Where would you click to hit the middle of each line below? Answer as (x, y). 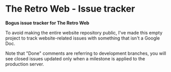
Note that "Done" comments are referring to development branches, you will (86, 53)
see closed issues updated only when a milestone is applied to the (75, 58)
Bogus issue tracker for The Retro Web (47, 23)
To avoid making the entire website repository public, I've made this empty (84, 32)
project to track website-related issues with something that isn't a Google (83, 38)
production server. (25, 64)
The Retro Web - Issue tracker (70, 9)
